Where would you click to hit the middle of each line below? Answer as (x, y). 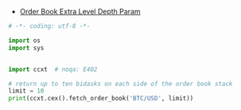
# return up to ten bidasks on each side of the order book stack (120, 84)
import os (25, 40)
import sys (26, 48)
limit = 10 (26, 91)
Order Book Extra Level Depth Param (80, 12)
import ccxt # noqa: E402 (53, 69)
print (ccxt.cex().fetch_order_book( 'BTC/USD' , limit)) (101, 99)
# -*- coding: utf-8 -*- (49, 26)
